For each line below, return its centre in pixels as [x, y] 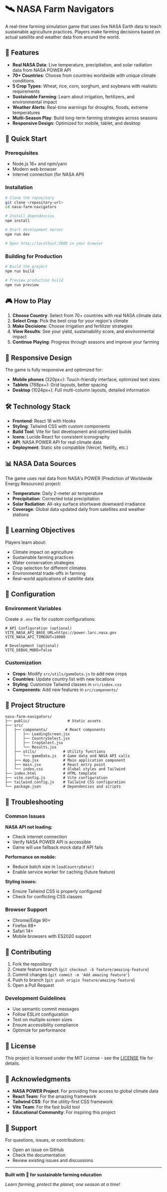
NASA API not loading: [29, 827]
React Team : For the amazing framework [54, 1097]
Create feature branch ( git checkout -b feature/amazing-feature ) [81, 969]
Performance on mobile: [31, 857]
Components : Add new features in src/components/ [65, 690]
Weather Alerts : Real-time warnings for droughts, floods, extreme [80, 107]
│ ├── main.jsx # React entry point [55, 765]
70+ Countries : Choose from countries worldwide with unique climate [84, 75]
